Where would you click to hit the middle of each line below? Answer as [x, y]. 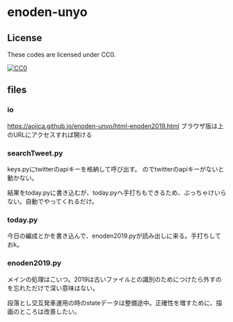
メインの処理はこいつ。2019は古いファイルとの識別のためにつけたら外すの [115, 279]
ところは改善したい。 [50, 312]
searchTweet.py [35, 153]
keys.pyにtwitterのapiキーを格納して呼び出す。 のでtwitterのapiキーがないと [116, 169]
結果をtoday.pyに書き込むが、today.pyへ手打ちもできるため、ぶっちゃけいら [117, 192]
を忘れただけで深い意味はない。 [53, 288]
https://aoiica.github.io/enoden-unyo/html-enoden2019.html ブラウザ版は [112, 125]
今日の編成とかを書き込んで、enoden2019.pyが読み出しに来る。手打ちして [114, 236]
